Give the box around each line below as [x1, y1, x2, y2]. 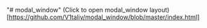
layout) [149, 6, 170, 14]
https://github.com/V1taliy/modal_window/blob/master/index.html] [8, 13, 200, 21]
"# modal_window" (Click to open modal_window [6, 6, 148, 14]
